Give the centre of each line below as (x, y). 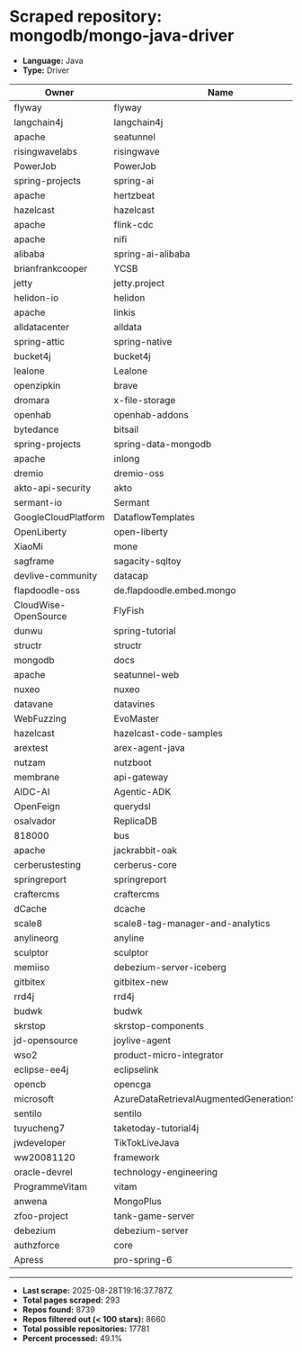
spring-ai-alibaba (152, 254)
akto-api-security (53, 488)
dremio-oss (139, 473)
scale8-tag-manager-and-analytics (192, 923)
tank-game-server (154, 1215)
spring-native (143, 341)
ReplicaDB (136, 821)
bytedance (36, 429)
